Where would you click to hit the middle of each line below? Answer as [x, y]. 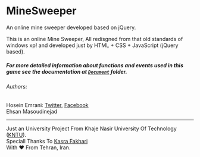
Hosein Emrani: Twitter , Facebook [47, 105]
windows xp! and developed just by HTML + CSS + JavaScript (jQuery [92, 45]
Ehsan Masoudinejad [32, 111]
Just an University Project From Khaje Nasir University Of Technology [91, 128]
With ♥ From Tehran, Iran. [38, 147]
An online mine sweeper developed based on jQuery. [71, 27]
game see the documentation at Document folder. [67, 71]
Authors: [17, 86]
